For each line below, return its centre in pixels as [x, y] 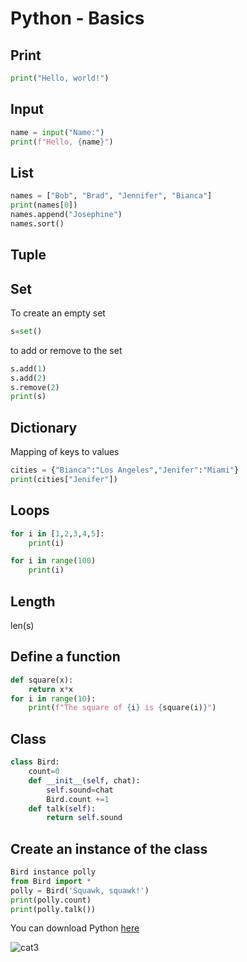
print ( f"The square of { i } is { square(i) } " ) [122, 708]
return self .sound [84, 818]
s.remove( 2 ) [35, 387]
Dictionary [44, 427]
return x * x [51, 689]
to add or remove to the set [66, 350]
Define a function [65, 657]
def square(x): [42, 680]
